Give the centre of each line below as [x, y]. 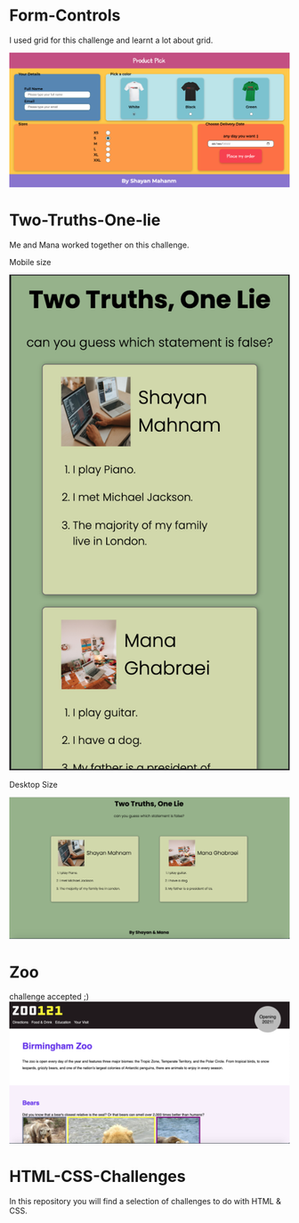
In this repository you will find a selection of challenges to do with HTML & [145, 1202]
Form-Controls [65, 16]
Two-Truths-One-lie [85, 220]
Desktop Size [33, 784]
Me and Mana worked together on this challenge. [99, 245]
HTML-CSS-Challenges [97, 1177]
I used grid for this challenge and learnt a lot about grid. [111, 40]
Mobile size [30, 262]
